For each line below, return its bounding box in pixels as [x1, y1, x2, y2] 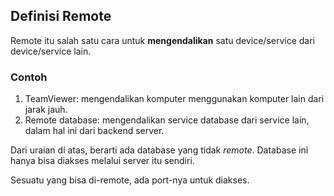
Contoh [10, 70, 48, 84]
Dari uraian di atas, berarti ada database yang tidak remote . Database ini [10, 144, 309, 156]
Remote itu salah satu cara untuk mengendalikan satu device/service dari [10, 34, 316, 46]
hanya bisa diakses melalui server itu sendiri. [10, 155, 195, 167]
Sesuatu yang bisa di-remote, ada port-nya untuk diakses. [10, 174, 250, 186]
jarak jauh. [24, 104, 68, 116]
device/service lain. [10, 45, 92, 57]
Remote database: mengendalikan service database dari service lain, [24, 114, 310, 126]
